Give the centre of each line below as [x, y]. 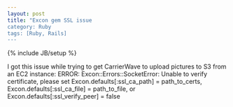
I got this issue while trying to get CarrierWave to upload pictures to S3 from [117, 66]
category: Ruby [29, 27]
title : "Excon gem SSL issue [50, 20]
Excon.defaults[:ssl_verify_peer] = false [64, 97]
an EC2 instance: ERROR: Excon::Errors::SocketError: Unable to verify [107, 74]
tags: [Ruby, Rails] [37, 33]
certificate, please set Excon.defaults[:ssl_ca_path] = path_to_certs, [105, 82]
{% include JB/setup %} [42, 53]
